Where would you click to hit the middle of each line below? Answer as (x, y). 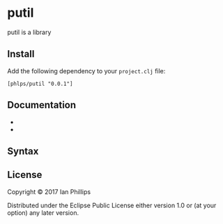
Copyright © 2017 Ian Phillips (49, 192)
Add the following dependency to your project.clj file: (86, 70)
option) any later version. (43, 212)
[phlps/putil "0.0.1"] (40, 84)
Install (21, 54)
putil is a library (29, 32)
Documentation (42, 105)
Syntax (23, 151)
